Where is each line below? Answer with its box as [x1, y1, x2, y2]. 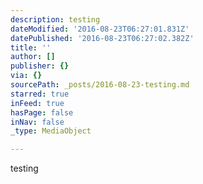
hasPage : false [10, 107, 74, 118]
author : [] [10, 52, 56, 62]
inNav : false [10, 117, 65, 127]
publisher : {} [10, 61, 70, 71]
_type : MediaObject [10, 126, 92, 136]
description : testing [10, 14, 101, 25]
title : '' [10, 42, 52, 53]
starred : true [10, 89, 70, 99]
